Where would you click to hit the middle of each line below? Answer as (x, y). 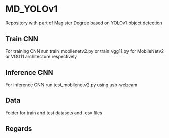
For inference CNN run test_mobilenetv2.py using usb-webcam (71, 85)
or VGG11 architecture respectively (41, 56)
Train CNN (22, 39)
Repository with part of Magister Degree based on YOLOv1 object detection (84, 23)
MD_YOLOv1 (31, 9)
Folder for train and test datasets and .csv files (54, 113)
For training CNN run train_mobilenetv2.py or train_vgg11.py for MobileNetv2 (85, 51)
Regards (19, 129)
